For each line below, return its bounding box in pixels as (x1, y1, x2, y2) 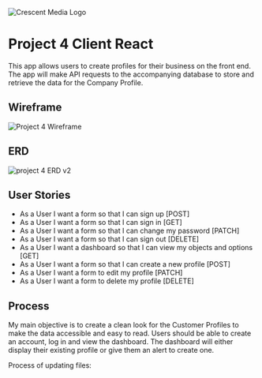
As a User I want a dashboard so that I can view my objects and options (19, 243, 253, 253)
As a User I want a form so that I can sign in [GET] (19, 218, 183, 227)
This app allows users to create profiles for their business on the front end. (8, 61, 251, 70)
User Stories (8, 188, 71, 201)
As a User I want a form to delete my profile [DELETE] (19, 276, 195, 286)
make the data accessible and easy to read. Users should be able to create (8, 328, 252, 339)
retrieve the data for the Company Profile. (8, 77, 144, 87)
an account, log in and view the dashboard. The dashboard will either (8, 337, 234, 346)
